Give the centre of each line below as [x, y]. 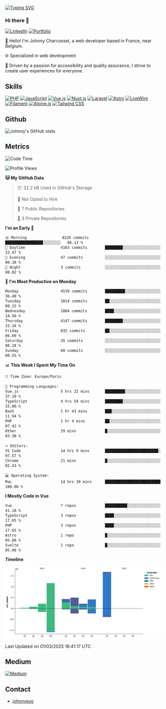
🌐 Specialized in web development [41, 56]
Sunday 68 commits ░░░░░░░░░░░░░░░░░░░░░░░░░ [83, 351]
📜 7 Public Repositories [41, 208]
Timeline [14, 559]
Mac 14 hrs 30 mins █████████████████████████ [83, 482]
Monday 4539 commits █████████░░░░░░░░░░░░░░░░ [83, 291]
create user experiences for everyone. [44, 71]
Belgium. [14, 46]
